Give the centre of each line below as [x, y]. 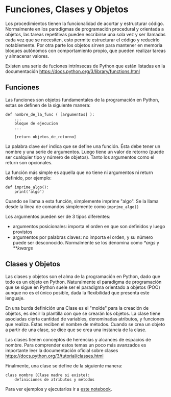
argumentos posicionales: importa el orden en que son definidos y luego [89, 226]
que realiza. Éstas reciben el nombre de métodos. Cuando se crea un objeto [85, 324]
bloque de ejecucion [36, 123]
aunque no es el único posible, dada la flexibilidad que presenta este [77, 292]
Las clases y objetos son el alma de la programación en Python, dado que [83, 276]
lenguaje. [15, 298]
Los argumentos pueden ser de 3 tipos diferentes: [58, 216]
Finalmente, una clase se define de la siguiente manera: [64, 365]
